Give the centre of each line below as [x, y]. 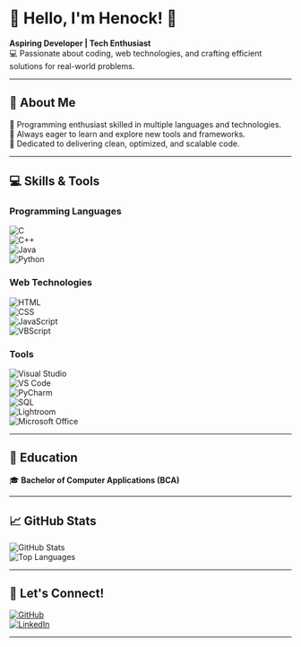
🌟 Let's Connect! [57, 594]
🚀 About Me [43, 103]
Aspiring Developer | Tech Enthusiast [80, 43]
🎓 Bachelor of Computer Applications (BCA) [95, 480]
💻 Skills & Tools [55, 182]
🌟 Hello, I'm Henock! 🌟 [93, 18]
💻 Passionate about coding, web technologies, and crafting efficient [136, 53]
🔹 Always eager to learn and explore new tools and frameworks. [128, 134]
